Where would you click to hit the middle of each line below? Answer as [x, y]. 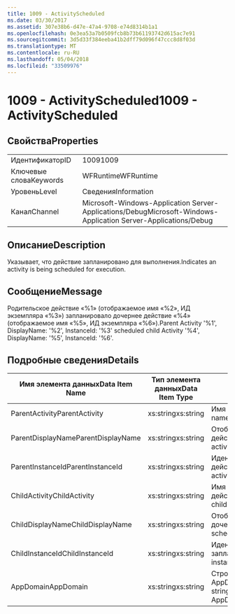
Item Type [176, 398]
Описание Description [57, 245]
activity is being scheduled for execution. [66, 270]
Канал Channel [35, 211]
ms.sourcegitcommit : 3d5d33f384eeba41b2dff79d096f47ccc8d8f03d [101, 40]
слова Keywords [37, 180]
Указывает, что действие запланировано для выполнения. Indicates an [112, 262]
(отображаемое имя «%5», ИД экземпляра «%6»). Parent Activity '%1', [112, 323]
